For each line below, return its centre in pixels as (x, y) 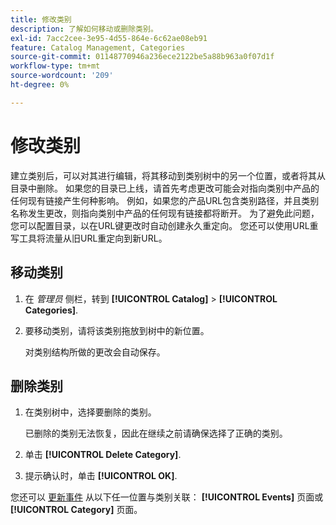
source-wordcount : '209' (62, 76)
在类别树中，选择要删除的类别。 (90, 412)
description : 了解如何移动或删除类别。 (84, 29)
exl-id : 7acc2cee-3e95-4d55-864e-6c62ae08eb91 (109, 38)
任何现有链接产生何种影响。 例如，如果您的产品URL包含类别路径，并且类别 (165, 200)
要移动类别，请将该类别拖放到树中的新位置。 (117, 330)
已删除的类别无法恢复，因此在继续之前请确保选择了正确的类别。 (156, 433)
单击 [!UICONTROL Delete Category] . (103, 455)
